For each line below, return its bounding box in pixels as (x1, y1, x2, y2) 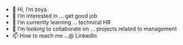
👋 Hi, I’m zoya (12, 6, 47, 13)
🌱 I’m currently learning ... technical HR (12, 19, 111, 26)
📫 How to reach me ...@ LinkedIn (12, 32, 97, 39)
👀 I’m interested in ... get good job (12, 12, 98, 19)
